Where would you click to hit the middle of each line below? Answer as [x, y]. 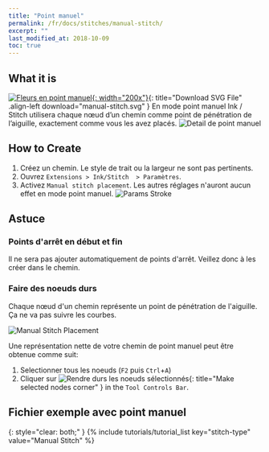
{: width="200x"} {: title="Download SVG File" [167, 97]
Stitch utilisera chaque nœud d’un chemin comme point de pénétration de [130, 114]
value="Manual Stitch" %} [51, 440]
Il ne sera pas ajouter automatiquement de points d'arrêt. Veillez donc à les [132, 259]
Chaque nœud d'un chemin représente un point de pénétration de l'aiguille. [133, 306]
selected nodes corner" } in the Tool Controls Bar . [104, 387]
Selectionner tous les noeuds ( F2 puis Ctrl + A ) [96, 370]
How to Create [45, 148]
